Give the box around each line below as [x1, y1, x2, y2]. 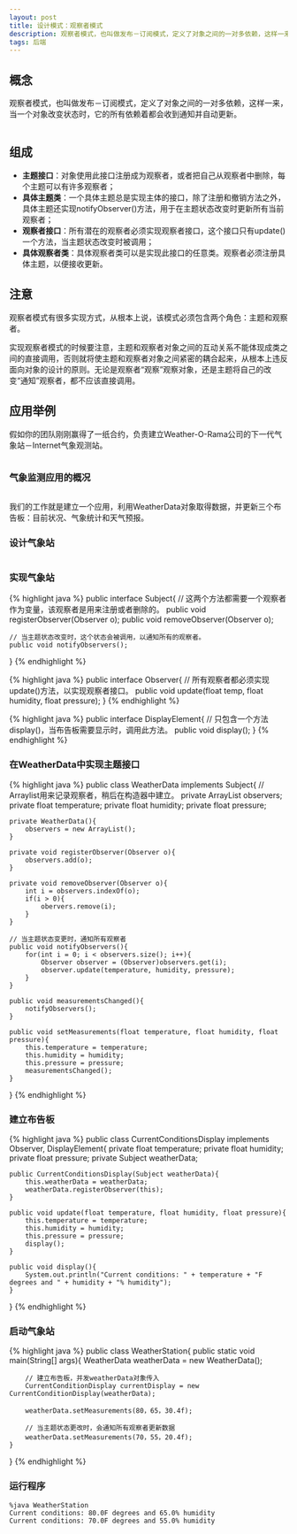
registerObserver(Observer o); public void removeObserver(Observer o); [9, 614, 274, 625]
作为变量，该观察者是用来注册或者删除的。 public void [9, 604, 207, 615]
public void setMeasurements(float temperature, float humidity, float [9, 1027, 278, 1036]
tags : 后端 [9, 37, 47, 47]
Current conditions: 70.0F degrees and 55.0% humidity [9, 1516, 216, 1525]
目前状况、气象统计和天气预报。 [32, 512, 148, 523]
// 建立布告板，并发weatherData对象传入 [25, 1374, 160, 1383]
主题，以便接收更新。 [29, 258, 108, 269]
